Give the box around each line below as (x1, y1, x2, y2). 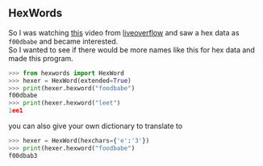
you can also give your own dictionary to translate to (8, 121, 183, 131)
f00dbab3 (8, 151, 38, 160)
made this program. (8, 53, 74, 63)
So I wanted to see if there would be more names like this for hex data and (8, 44, 256, 55)
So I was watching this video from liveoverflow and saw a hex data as (8, 27, 240, 37)
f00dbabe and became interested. (8, 36, 119, 46)
